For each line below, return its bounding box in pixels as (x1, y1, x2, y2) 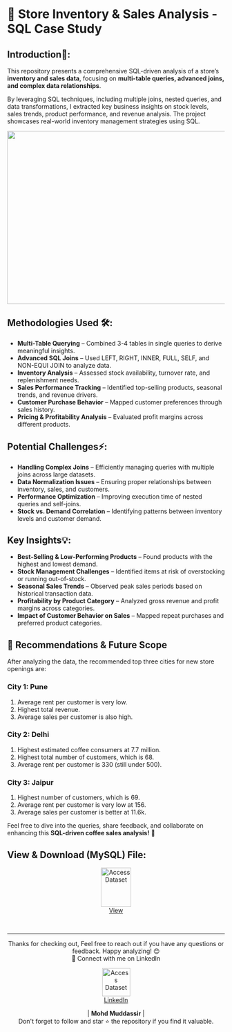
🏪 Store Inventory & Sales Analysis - (7, 6, 217, 22)
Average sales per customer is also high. (17, 713, 133, 721)
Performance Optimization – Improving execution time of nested (17, 492, 202, 501)
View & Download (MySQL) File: (7, 848, 146, 861)
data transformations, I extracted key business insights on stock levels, (7, 103, 209, 110)
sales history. (17, 405, 55, 413)
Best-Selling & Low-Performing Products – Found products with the (17, 553, 213, 561)
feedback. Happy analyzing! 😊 (72, 947, 160, 955)
